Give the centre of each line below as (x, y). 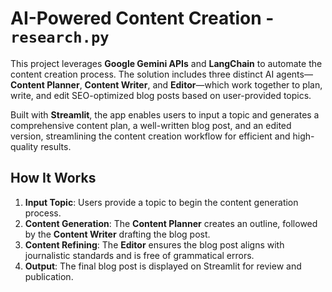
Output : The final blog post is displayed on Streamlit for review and (163, 266)
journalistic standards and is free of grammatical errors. (139, 255)
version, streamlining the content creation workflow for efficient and (150, 136)
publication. (49, 276)
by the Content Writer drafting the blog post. (117, 234)
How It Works (53, 178)
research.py (60, 37)
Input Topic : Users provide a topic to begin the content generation (161, 202)
